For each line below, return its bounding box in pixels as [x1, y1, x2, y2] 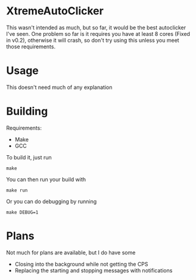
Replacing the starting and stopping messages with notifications [14, 267, 173, 274]
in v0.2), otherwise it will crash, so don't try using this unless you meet [6, 36, 180, 44]
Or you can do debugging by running [6, 198, 97, 205]
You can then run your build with [6, 176, 86, 183]
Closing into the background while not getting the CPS [14, 260, 148, 267]
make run [6, 187, 28, 193]
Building [6, 104, 48, 118]
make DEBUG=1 [6, 209, 39, 216]
